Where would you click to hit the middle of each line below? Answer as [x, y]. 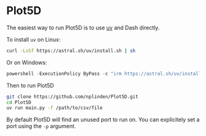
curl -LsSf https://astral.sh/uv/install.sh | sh [71, 51]
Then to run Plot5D [30, 85]
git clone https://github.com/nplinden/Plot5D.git [72, 96]
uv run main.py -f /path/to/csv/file [55, 108]
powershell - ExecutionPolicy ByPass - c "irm [64, 74]
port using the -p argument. [41, 126]
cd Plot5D [19, 102]
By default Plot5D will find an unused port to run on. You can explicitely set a [103, 119]
